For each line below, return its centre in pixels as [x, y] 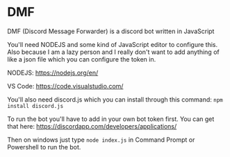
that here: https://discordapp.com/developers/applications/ [92, 126]
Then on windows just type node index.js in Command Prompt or [101, 140]
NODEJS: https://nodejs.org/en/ [53, 73]
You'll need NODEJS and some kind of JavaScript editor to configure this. [112, 44]
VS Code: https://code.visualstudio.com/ [65, 86]
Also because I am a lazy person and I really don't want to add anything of [114, 52]
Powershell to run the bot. [44, 147]
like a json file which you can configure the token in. [82, 59]
